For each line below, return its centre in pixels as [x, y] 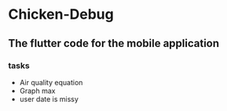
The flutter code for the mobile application [114, 43]
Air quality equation [51, 82]
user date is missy [49, 98]
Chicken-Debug [61, 14]
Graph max [37, 91]
